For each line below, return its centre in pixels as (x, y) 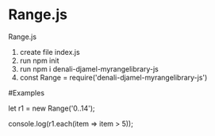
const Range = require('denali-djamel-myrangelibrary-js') (113, 77)
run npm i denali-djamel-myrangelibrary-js (89, 68)
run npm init (39, 60)
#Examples (27, 92)
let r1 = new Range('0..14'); (52, 108)
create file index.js (50, 52)
